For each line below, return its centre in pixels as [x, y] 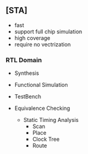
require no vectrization [42, 44]
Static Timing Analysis [51, 120]
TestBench [28, 97]
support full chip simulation [48, 31]
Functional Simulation [41, 85]
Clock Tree [46, 140]
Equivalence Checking [42, 108]
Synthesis [27, 73]
